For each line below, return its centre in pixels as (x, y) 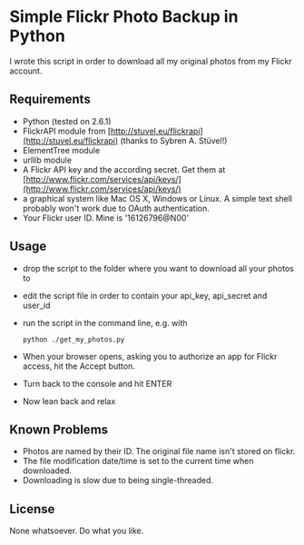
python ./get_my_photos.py (74, 339)
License (32, 509)
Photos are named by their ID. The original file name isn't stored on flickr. (159, 451)
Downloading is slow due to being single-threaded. (118, 481)
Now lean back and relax (69, 401)
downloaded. (47, 471)
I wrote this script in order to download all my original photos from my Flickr (151, 61)
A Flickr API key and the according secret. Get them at (124, 169)
